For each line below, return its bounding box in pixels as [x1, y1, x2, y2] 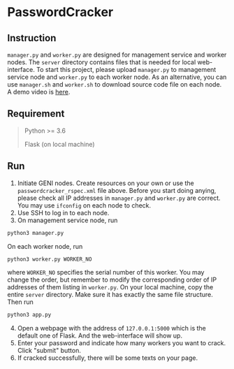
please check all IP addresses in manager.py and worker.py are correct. [17, 194, 221, 202]
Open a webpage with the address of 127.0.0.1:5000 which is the [17, 324, 206, 333]
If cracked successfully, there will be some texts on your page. [17, 354, 198, 362]
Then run [7, 298, 34, 306]
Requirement [7, 108, 65, 120]
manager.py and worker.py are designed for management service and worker [7, 50, 227, 59]
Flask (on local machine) [24, 140, 96, 148]
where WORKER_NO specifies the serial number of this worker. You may [7, 268, 205, 277]
